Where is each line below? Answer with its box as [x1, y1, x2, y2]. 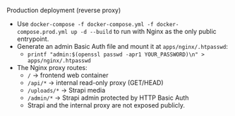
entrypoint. [16, 35, 49, 43]
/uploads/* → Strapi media [27, 86, 106, 94]
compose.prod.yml [16, 28, 68, 35]
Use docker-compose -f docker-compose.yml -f [16, 20, 154, 28]
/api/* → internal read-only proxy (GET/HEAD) [27, 79, 164, 87]
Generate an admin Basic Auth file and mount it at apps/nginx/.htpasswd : [16, 42, 229, 50]
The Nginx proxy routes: [16, 64, 88, 71]
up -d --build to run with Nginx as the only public [71, 28, 217, 35]
